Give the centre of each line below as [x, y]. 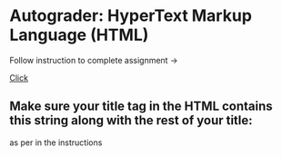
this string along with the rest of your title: [131, 120]
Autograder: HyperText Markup [131, 16]
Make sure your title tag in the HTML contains [141, 107]
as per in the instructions [56, 142]
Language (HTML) [79, 35]
